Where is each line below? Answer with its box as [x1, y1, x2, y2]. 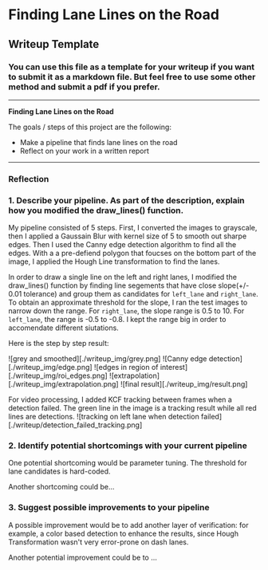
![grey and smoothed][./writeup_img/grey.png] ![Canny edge [8, 354, 207, 364]
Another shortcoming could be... [8, 482, 115, 492]
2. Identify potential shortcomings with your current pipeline [8, 440, 247, 451]
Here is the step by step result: [8, 339, 109, 348]
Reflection [8, 173, 49, 184]
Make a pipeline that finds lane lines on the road [19, 137, 178, 147]
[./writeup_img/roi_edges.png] [8, 371, 108, 380]
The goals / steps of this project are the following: [8, 122, 171, 132]
